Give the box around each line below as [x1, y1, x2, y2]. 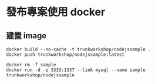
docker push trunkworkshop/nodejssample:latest [6, 52, 125, 58]
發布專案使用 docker [6, 5, 106, 19]
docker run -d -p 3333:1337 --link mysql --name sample [6, 67, 146, 73]
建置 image [6, 31, 47, 41]
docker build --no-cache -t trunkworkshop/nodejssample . [6, 46, 151, 52]
